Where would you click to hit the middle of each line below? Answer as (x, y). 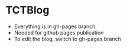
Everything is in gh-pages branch (55, 26)
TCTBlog (27, 10)
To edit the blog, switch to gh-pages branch (68, 39)
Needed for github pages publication (59, 32)
